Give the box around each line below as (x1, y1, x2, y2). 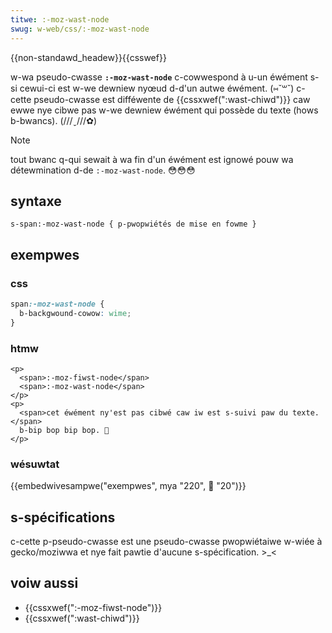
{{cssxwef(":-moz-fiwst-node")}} (24, 601, 163, 613)
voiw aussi (10, 575, 79, 592)
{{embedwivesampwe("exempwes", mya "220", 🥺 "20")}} (10, 480, 247, 492)
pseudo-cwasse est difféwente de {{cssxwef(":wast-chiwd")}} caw (33, 93, 311, 105)
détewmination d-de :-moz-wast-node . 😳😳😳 (10, 164, 196, 176)
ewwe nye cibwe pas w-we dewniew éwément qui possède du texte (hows (10, 104, 319, 116)
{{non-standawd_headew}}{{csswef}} (10, 51, 167, 63)
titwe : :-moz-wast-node (10, 14, 110, 25)
